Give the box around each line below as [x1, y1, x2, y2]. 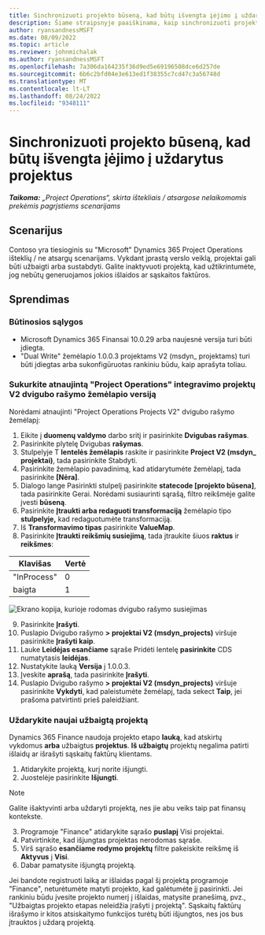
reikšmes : [20, 539, 54, 548]
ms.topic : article [9, 41, 69, 49]
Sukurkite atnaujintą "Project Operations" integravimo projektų [9, 379, 256, 390]
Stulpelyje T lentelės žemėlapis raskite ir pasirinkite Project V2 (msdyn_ [20, 447, 256, 457]
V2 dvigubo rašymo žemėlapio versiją [9, 389, 156, 400]
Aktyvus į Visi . [20, 852, 70, 862]
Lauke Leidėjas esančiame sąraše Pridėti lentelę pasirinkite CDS [20, 644, 233, 654]
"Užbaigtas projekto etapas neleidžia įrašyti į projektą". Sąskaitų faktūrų [9, 901, 241, 911]
